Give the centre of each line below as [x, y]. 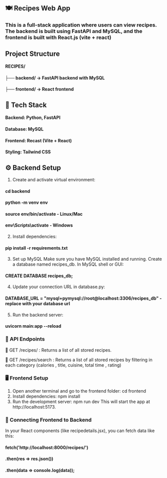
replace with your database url [38, 304]
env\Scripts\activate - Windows [39, 225]
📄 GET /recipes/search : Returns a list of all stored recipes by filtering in [79, 360]
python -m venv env [27, 203]
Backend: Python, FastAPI [33, 118]
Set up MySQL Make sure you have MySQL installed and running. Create [87, 259]
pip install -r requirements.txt [36, 248]
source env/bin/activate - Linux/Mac [44, 214]
